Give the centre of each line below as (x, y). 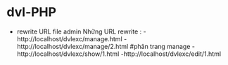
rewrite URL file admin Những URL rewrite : (79, 31)
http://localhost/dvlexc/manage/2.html (72, 46)
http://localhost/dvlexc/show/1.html (68, 54)
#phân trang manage (160, 46)
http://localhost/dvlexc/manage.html (69, 38)
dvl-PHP (32, 12)
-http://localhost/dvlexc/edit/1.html (171, 54)
